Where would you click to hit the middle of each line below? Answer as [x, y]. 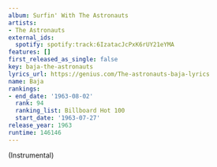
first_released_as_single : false [63, 60]
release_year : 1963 [40, 125]
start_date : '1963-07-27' [58, 118]
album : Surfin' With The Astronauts [68, 15]
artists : [22, 23]
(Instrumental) [31, 155]
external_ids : [32, 37]
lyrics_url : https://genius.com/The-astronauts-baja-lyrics [109, 74]
